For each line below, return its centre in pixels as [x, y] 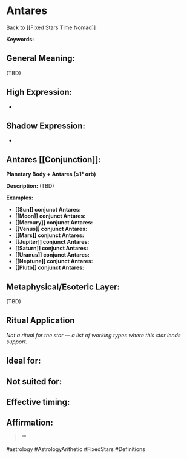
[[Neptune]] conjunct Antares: [54, 261]
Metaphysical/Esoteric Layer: [63, 287]
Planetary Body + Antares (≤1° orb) [51, 174]
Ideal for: [24, 361]
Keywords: [20, 39]
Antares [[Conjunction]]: [54, 160]
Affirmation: [30, 423]
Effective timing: [38, 402]
